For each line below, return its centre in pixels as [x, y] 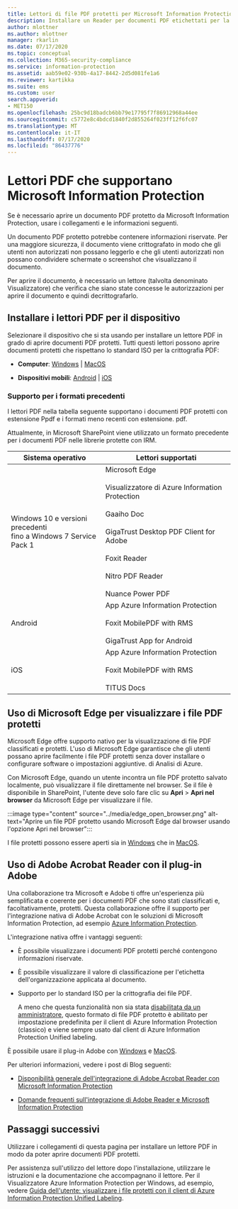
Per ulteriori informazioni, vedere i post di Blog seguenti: [90, 1064]
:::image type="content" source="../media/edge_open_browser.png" [107, 813]
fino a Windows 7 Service [54, 536]
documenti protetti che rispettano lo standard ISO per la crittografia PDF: [113, 350]
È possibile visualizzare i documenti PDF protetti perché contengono [117, 950]
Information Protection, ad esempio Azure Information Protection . [103, 923]
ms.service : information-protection [61, 67]
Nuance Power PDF [138, 594]
